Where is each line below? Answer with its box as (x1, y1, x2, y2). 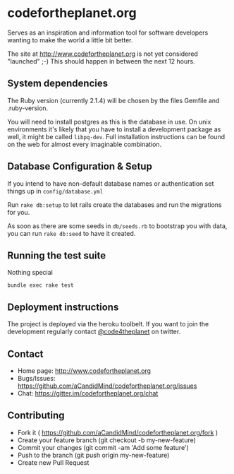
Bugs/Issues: (17, 374, 56, 382)
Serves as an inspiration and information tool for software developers (7, 28, 209, 37)
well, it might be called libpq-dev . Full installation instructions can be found (7, 132, 226, 141)
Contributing (7, 410, 65, 422)
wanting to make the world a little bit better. (7, 35, 133, 44)
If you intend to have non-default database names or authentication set (7, 179, 214, 188)
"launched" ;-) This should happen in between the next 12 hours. (7, 57, 195, 65)
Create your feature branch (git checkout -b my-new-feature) (17, 436, 196, 444)
